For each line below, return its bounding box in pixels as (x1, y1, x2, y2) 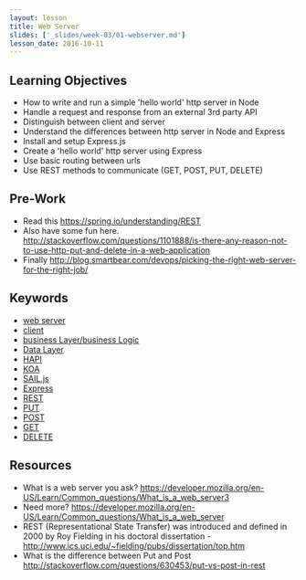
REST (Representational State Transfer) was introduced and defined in (22, 521, 288, 532)
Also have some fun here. (22, 225, 120, 236)
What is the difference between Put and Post (22, 550, 192, 561)
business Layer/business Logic (22, 334, 140, 345)
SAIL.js (22, 373, 49, 384)
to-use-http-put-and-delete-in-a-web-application (22, 244, 211, 256)
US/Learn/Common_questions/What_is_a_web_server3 (22, 491, 230, 502)
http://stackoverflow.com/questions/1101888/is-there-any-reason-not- (22, 235, 288, 246)
